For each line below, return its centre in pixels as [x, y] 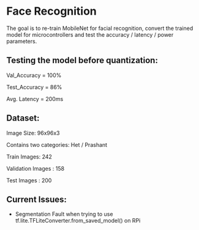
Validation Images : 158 [36, 168]
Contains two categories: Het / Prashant [57, 144]
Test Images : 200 [29, 180]
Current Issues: [37, 199]
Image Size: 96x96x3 [33, 133]
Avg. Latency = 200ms [35, 98]
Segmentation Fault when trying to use [64, 214]
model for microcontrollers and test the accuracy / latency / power [90, 34]
